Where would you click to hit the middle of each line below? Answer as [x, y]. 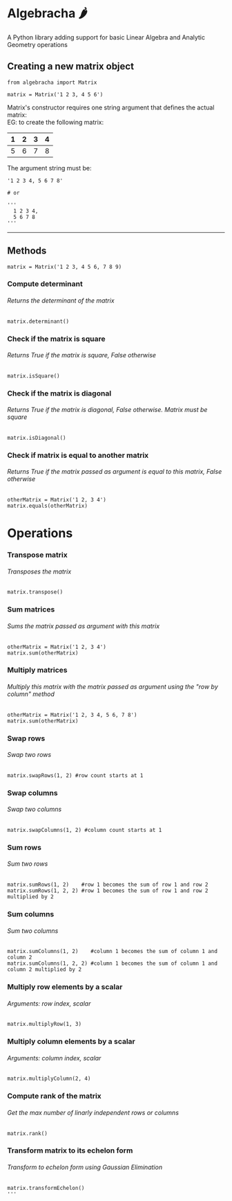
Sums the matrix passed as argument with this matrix [84, 626]
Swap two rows [29, 755]
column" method [31, 694]
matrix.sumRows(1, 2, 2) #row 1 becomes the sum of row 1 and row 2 [108, 891]
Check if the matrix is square [56, 339]
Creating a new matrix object [71, 66]
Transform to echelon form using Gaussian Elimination [85, 1167]
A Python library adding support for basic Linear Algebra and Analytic [106, 37]
